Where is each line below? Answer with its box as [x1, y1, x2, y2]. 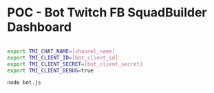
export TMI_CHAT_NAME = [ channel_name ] [7, 48, 116, 55]
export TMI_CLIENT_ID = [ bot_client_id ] [7, 54, 118, 61]
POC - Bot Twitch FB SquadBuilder [7, 5, 207, 21]
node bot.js [7, 79, 41, 86]
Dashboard [7, 19, 72, 35]
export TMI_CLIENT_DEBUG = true [7, 67, 94, 74]
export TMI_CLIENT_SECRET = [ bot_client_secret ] [7, 60, 143, 68]
